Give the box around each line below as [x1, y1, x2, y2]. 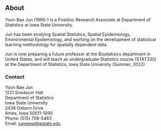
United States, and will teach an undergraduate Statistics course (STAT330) [5, 56, 157, 62]
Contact [5, 73, 25, 80]
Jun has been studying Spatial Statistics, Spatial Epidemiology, [5, 31, 131, 37]
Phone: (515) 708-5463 [5, 115, 52, 121]
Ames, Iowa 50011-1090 [5, 110, 53, 116]
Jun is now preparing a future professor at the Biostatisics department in [5, 51, 151, 57]
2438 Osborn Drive [5, 105, 44, 111]
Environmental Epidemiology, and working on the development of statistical [5, 36, 156, 42]
